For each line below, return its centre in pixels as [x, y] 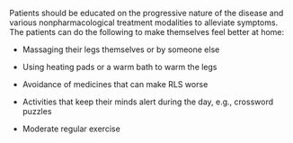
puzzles [37, 111]
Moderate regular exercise [71, 129]
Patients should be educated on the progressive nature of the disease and [146, 13]
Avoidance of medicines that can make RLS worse [115, 84]
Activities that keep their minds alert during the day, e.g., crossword [148, 102]
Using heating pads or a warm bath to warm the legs [120, 67]
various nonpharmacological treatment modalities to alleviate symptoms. [144, 22]
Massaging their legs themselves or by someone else [121, 49]
